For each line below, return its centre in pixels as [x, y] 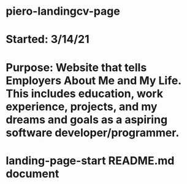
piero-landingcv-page [63, 11]
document [32, 174]
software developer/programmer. [93, 132]
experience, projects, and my [82, 106]
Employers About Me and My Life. [93, 80]
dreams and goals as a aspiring [87, 119]
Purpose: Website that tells [76, 67]
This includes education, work [85, 94]
